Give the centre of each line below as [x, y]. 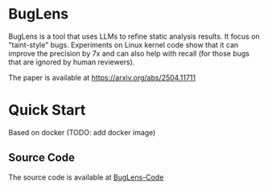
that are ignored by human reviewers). [72, 62]
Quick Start [47, 110]
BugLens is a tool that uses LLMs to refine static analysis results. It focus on [134, 36]
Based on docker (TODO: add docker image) [82, 132]
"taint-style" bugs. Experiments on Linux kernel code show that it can [124, 44]
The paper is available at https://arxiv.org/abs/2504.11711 [102, 77]
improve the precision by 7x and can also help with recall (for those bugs [129, 53]
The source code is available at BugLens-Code [86, 177]
